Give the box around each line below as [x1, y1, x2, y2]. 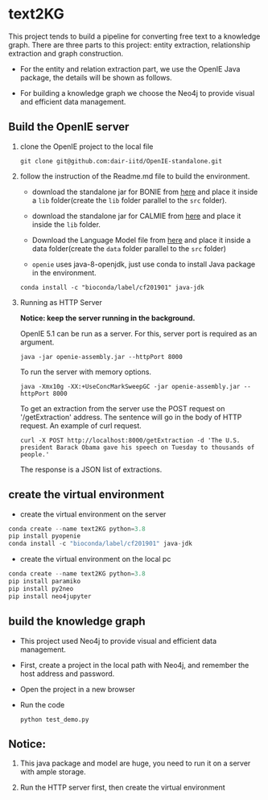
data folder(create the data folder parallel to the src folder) [31, 243, 227, 254]
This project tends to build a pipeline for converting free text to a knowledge [8, 31, 261, 41]
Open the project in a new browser [19, 684, 135, 694]
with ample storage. [19, 767, 86, 777]
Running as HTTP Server [19, 297, 103, 307]
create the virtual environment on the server [19, 509, 167, 519]
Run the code [19, 699, 65, 709]
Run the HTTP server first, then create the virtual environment [19, 782, 225, 793]
